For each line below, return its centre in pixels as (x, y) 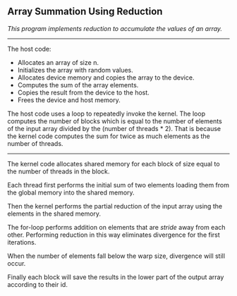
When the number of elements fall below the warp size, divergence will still (116, 256)
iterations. (22, 242)
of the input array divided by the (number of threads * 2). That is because (114, 128)
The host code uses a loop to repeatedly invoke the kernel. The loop (107, 113)
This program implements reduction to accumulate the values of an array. (115, 28)
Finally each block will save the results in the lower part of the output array (116, 277)
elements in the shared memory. (54, 214)
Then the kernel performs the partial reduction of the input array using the (115, 206)
